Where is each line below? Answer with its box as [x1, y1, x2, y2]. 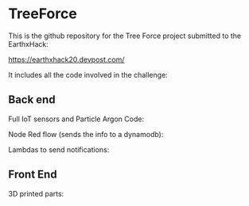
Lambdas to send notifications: [8, 144, 110, 154]
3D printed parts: [8, 189, 64, 198]
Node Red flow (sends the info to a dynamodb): [8, 129, 164, 139]
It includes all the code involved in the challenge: [8, 70, 169, 79]
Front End [8, 168, 57, 181]
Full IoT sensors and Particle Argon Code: [8, 114, 145, 124]
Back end [8, 93, 56, 107]
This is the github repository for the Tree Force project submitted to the [8, 31, 241, 40]
